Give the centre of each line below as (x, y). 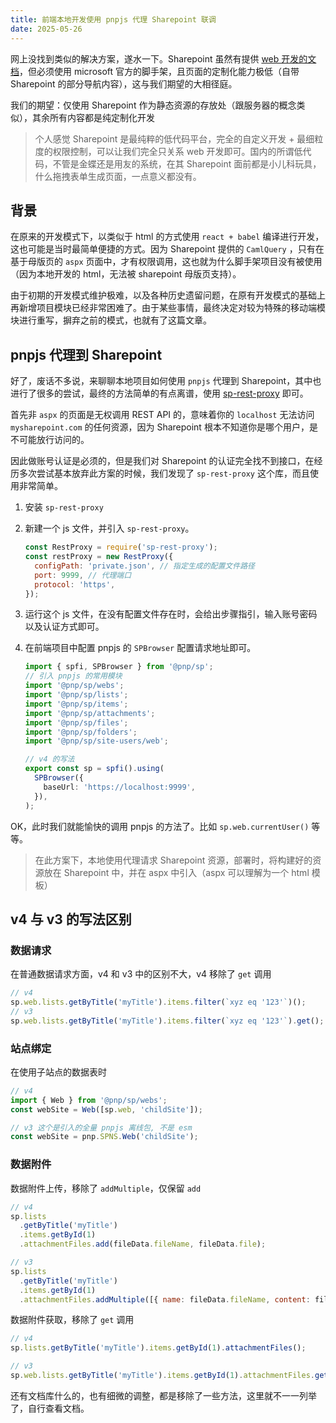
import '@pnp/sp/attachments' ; (90, 713)
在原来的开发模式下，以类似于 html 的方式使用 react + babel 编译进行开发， (167, 237)
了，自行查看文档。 (50, 1408)
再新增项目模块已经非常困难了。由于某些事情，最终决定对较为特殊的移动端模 (168, 308)
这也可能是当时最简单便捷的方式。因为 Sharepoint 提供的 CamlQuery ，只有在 (167, 249)
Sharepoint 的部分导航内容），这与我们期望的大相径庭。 (124, 83)
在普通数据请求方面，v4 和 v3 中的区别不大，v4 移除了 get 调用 (141, 974)
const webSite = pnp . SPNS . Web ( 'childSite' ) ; (104, 1137)
